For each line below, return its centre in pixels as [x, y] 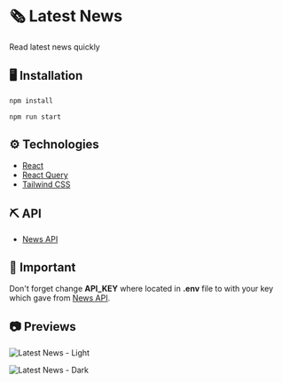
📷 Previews [43, 327]
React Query [45, 175]
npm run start [35, 117]
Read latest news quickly [55, 47]
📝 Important [43, 267]
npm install [31, 101]
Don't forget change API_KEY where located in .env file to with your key [141, 288]
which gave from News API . [60, 298]
